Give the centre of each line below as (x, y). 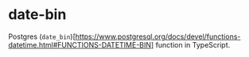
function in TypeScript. (193, 44)
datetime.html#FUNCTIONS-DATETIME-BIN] (81, 44)
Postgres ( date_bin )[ (42, 36)
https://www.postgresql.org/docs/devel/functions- (158, 36)
